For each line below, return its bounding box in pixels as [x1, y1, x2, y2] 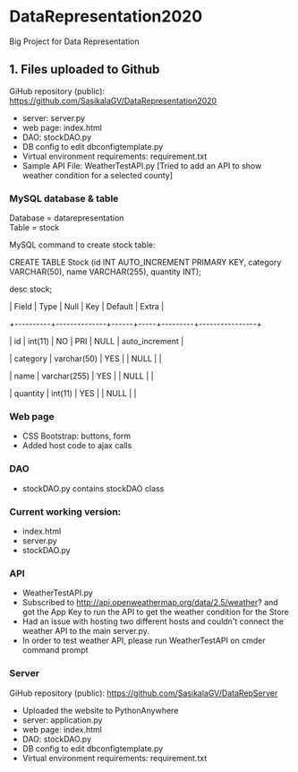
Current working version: [9, 505, 122, 517]
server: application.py [21, 715, 103, 725]
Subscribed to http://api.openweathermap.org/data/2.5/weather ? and [21, 597, 279, 608]
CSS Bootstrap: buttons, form [21, 430, 132, 441]
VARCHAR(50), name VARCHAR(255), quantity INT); [9, 266, 201, 277]
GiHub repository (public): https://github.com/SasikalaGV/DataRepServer [9, 688, 278, 698]
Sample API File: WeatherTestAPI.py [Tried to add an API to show [21, 160, 262, 171]
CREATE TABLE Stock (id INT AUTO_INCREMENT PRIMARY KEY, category [9, 257, 282, 268]
